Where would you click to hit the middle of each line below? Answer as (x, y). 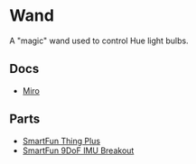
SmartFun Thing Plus (61, 141)
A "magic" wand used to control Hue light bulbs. (99, 41)
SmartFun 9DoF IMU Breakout (78, 150)
